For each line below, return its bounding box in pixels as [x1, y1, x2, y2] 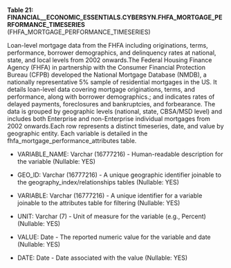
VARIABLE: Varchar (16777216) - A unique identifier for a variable [17, 191, 203, 200]
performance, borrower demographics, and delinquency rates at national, [7, 48, 216, 57]
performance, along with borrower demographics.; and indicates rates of [7, 93, 215, 101]
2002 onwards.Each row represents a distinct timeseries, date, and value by [7, 122, 224, 130]
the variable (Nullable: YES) [17, 157, 95, 165]
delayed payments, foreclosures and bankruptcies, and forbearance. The [7, 100, 216, 108]
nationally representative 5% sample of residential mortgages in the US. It [7, 78, 218, 86]
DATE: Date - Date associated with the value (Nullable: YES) [17, 253, 188, 262]
